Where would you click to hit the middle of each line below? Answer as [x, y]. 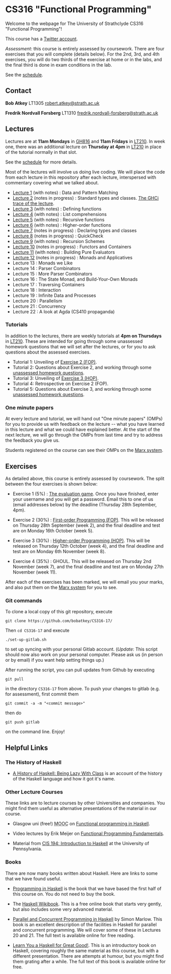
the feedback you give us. [33, 440]
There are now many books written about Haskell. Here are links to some [81, 873]
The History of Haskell [34, 762]
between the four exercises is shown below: [51, 484]
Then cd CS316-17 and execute [37, 631]
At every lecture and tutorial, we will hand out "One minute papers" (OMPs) [84, 419]
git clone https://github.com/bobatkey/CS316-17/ [59, 621]
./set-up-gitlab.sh [26, 640]
